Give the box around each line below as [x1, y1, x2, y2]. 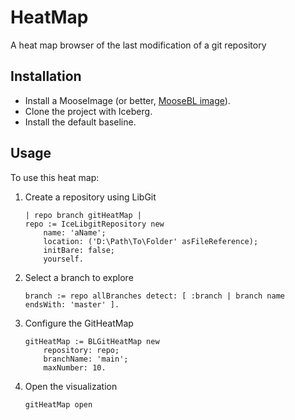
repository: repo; [43, 345, 120, 355]
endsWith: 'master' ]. [24, 299, 120, 310]
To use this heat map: [10, 171, 100, 183]
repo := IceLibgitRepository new [24, 219, 165, 229]
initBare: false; [43, 245, 115, 255]
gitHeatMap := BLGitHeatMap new [24, 336, 160, 346]
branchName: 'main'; [43, 354, 129, 364]
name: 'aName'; [43, 227, 107, 238]
